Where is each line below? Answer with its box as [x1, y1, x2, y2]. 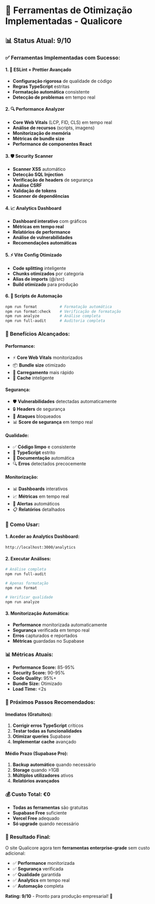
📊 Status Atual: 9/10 [5, 36, 72, 45]
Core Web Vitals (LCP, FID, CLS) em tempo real [12, 119, 112, 125]
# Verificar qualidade [5, 594, 53, 599]
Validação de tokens [12, 188, 57, 194]
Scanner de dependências [12, 193, 69, 199]
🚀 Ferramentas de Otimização [5, 5, 133, 16]
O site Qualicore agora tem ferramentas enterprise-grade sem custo [5, 845, 150, 851]
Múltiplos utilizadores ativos [12, 772, 73, 778]
